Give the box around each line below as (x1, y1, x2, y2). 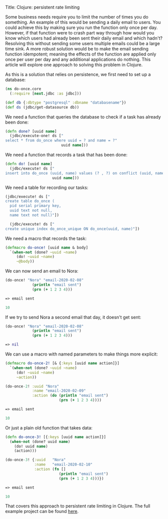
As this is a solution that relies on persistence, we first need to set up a (5, 71, 151, 77)
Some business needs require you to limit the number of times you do (5, 14, 148, 19)
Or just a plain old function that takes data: (5, 424, 92, 430)
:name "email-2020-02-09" (31, 388, 86, 393)
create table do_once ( (5, 198, 55, 204)
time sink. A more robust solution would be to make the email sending (5, 46, 149, 51)
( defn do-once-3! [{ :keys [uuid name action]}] (5, 434, 106, 439)
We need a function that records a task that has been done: (5, 152, 127, 157)
